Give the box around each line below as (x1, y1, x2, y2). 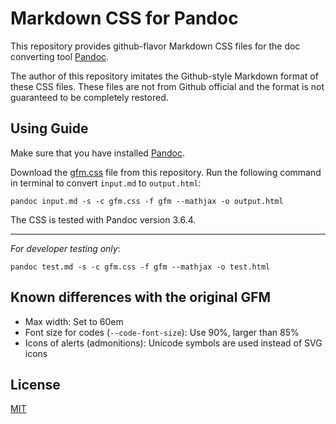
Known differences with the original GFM (10, 289, 272, 306)
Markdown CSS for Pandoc (10, 7, 239, 30)
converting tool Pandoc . (10, 50, 110, 62)
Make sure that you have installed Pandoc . (10, 147, 185, 159)
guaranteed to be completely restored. (10, 91, 169, 103)
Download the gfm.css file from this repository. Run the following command (10, 166, 322, 178)
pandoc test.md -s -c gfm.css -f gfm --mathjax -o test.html (10, 262, 271, 272)
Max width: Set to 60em (24, 315, 124, 327)
